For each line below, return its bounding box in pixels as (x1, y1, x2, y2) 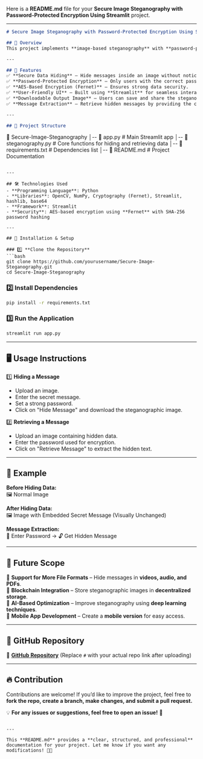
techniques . (6, 606, 37, 613)
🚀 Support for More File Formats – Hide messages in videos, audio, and (6, 574, 187, 581)
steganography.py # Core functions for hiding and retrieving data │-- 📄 (6, 140, 183, 147)
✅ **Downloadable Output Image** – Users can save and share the (6, 95, 175, 101)
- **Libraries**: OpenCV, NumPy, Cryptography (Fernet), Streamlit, (6, 193, 182, 199)
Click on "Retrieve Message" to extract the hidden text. (14, 445, 152, 452)
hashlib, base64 (6, 199, 47, 205)
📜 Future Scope (6, 558, 65, 568)
